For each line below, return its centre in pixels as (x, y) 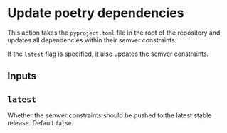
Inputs (22, 76)
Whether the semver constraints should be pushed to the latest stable (110, 115)
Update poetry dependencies (96, 13)
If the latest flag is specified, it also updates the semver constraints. (108, 54)
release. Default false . (40, 123)
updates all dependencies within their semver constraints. (92, 40)
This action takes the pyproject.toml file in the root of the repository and (114, 33)
